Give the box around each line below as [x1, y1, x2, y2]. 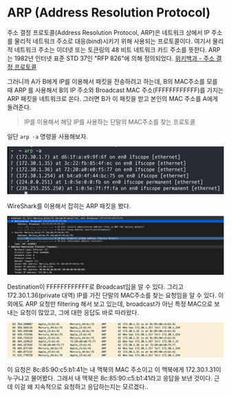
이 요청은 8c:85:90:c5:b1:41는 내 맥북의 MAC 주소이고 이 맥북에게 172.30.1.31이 [7, 365, 221, 374]
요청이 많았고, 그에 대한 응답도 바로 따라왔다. [19, 308, 140, 317]
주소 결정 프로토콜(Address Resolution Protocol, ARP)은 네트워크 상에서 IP [7, 28, 210, 36]
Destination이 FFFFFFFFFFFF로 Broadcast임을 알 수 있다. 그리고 [7, 283, 184, 291]
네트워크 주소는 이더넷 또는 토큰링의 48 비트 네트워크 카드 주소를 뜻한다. [14, 45, 208, 54]
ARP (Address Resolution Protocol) [7, 5, 211, 21]
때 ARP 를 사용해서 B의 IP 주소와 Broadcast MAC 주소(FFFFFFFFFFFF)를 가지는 [7, 86, 224, 94]
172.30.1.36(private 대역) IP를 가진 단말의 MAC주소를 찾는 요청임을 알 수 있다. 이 [7, 291, 224, 299]
